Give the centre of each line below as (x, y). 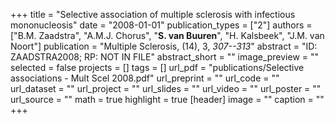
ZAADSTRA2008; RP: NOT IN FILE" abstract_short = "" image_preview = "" (165, 57)
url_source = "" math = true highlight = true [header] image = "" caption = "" (167, 99)
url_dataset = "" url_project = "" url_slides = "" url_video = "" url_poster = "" (166, 88)
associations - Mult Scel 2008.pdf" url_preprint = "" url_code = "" (145, 78)
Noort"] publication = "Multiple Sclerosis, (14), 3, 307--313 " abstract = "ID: (164, 46)
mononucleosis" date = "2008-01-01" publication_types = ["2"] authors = (161, 25)
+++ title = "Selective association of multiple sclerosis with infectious (153, 14)
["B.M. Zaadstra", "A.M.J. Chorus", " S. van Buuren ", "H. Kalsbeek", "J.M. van (167, 35)
